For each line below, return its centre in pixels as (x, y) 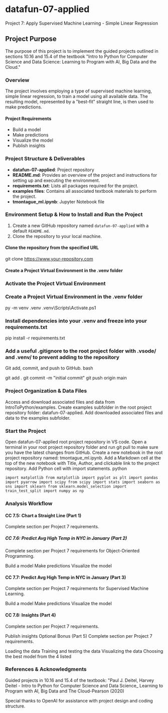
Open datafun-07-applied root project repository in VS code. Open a (76, 442)
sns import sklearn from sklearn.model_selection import (66, 487)
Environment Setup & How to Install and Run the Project (74, 214)
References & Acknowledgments (46, 669)
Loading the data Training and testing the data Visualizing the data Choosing (84, 651)
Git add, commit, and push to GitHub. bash (49, 368)
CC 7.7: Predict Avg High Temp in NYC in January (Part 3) (66, 577)
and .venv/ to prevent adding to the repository (62, 358)
